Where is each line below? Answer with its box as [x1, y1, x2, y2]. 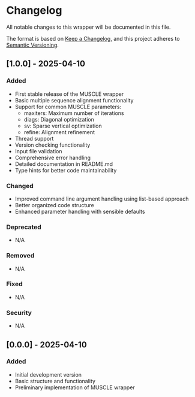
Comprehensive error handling [14, 154, 91, 161]
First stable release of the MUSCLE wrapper [14, 90, 124, 98]
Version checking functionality [14, 141, 91, 149]
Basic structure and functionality [14, 377, 96, 384]
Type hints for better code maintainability [14, 166, 117, 174]
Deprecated [6, 223, 42, 231]
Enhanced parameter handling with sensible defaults [14, 208, 145, 215]
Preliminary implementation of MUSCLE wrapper [14, 384, 135, 391]
